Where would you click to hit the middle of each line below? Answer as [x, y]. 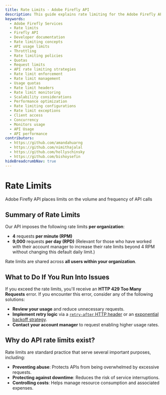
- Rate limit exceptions [35, 111]
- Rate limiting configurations [43, 106]
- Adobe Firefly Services [36, 23]
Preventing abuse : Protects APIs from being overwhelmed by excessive [86, 367]
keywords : [15, 19]
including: [15, 357]
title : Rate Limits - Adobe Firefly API [47, 10]
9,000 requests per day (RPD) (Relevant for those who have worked [82, 241]
